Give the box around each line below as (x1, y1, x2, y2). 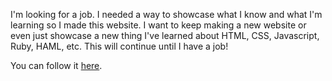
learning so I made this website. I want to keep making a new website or (10, 19, 307, 31)
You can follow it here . (10, 60, 103, 71)
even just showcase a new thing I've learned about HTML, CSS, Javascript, (10, 30, 320, 41)
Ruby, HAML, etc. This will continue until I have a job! (10, 40, 229, 52)
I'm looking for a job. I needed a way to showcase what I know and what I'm (10, 9, 323, 20)
